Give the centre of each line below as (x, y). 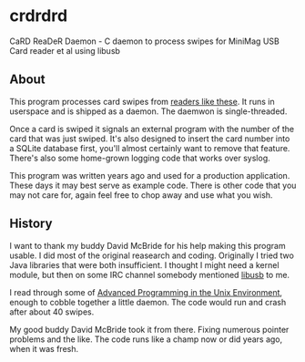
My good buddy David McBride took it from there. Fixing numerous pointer (149, 329)
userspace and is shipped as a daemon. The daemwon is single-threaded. (148, 111)
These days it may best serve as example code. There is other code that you (153, 185)
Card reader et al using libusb (65, 50)
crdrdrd (39, 16)
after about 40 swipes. (52, 312)
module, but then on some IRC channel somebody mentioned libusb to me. (149, 274)
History (31, 224)
